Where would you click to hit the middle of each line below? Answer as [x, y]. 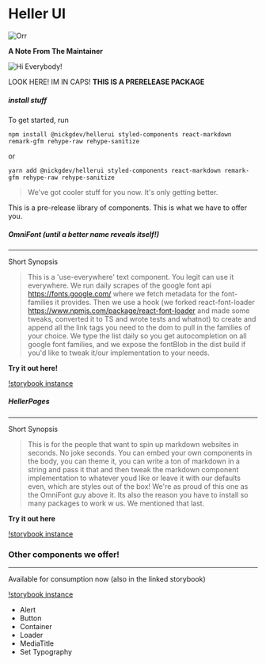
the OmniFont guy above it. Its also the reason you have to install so [138, 494]
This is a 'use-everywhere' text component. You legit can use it [131, 277]
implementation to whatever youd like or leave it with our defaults [134, 478]
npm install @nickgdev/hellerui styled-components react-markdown [120, 134]
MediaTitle [37, 643]
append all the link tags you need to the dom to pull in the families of [139, 327]
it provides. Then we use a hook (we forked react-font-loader [155, 302]
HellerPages [29, 402]
